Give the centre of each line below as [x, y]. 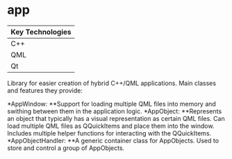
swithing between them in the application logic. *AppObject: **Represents [115, 111]
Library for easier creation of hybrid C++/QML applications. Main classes [112, 83]
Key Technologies [41, 32]
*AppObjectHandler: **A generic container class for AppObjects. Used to [113, 140]
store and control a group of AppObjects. [66, 148]
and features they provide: [45, 90]
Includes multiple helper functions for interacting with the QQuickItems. [109, 133]
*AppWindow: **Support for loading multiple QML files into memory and [112, 104]
